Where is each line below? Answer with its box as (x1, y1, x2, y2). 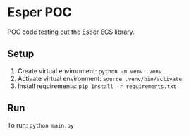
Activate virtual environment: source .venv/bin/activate (17, 74, 182, 82)
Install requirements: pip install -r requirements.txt (17, 82, 177, 90)
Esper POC (7, 4, 72, 20)
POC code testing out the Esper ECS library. (7, 27, 135, 36)
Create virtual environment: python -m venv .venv (17, 66, 162, 75)
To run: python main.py (7, 120, 74, 129)
